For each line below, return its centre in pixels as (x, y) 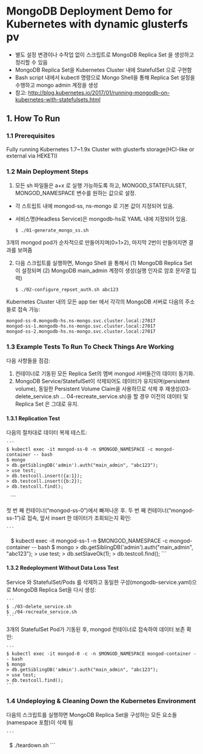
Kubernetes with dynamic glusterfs (97, 24)
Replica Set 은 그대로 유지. (47, 404)
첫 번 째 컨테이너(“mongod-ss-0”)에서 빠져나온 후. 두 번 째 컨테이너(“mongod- (100, 510)
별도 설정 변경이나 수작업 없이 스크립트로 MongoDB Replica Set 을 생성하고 (105, 54)
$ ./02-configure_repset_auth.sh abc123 (67, 289)
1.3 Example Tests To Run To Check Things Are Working (90, 347)
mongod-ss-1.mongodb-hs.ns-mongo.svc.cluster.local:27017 (81, 326)
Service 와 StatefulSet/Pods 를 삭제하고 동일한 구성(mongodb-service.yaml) (99, 582)
